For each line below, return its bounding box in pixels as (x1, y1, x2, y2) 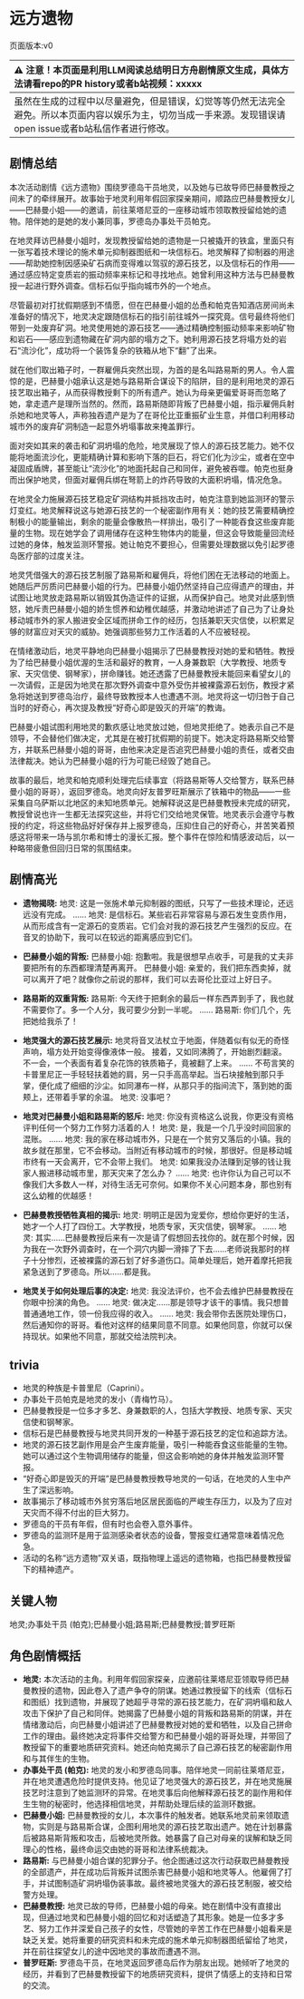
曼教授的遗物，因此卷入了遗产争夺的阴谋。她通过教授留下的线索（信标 (22, 1685, 285, 1696)
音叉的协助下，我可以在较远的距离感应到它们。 (22, 931, 197, 942)
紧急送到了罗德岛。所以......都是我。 (22, 1266, 156, 1277)
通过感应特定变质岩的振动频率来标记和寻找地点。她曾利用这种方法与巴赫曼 (9, 268, 287, 279)
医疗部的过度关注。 (16, 550, 89, 561)
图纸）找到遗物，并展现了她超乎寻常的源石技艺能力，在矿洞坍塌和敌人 (30, 1697, 292, 1707)
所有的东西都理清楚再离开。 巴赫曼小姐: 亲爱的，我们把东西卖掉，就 (38, 962, 291, 973)
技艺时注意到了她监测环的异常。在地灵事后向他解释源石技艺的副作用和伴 (22, 1788, 292, 1798)
